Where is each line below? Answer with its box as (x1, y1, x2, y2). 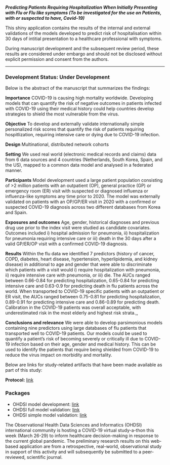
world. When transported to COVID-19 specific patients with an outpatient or (5, 288, 164, 294)
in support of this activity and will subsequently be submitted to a (5, 448, 142, 455)
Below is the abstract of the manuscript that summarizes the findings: (5, 85, 150, 91)
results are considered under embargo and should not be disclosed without (5, 51, 162, 57)
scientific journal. (27, 454, 63, 460)
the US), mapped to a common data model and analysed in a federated (5, 162, 153, 168)
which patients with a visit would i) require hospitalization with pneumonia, (5, 267, 160, 273)
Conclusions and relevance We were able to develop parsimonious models (5, 320, 163, 326)
